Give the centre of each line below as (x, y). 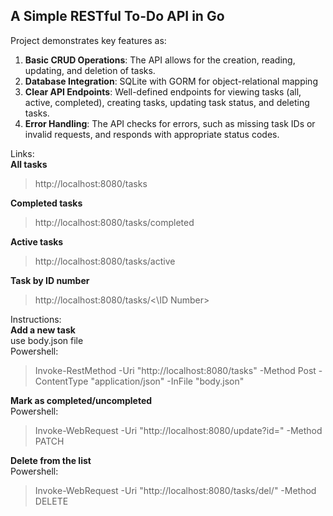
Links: (22, 153)
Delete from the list (51, 460)
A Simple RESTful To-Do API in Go (117, 16)
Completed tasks (46, 203)
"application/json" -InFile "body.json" (167, 381)
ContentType (61, 381)
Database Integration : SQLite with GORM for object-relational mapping (171, 81)
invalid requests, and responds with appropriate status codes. (152, 134)
